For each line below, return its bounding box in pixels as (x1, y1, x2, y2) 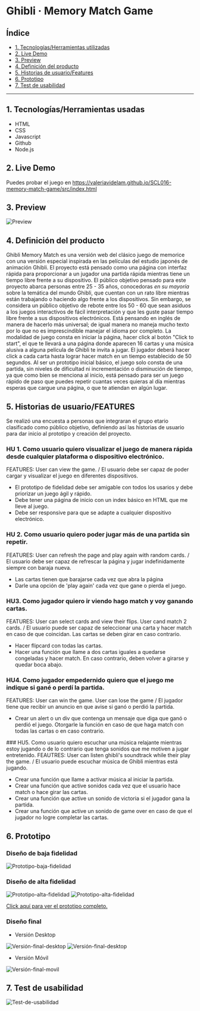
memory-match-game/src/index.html (6, 185, 97, 192)
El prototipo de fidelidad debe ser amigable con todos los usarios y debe (14, 484, 193, 491)
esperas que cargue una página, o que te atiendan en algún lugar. (6, 384, 168, 392)
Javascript (14, 133, 41, 140)
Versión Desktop (14, 931, 56, 938)
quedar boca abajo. (14, 660, 63, 668)
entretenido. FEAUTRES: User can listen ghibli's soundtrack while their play (6, 752, 190, 759)
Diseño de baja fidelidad (6, 849, 78, 857)
